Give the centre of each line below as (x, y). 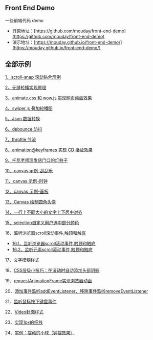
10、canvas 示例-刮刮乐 (29, 170)
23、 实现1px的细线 (24, 322)
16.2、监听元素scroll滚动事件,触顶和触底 (52, 249)
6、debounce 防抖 (24, 129)
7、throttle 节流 (21, 139)
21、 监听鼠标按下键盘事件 (31, 301)
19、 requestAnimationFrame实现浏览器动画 (49, 280)
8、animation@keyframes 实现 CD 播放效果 (49, 150)
